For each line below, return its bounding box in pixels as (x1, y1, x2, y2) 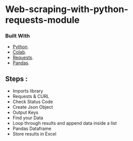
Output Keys (12, 110, 39, 116)
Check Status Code (12, 99, 53, 105)
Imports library (12, 88, 43, 94)
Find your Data (12, 115, 44, 121)
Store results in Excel (12, 131, 56, 137)
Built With (5, 32, 30, 39)
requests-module (5, 14, 80, 26)
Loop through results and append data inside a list (12, 120, 117, 126)
